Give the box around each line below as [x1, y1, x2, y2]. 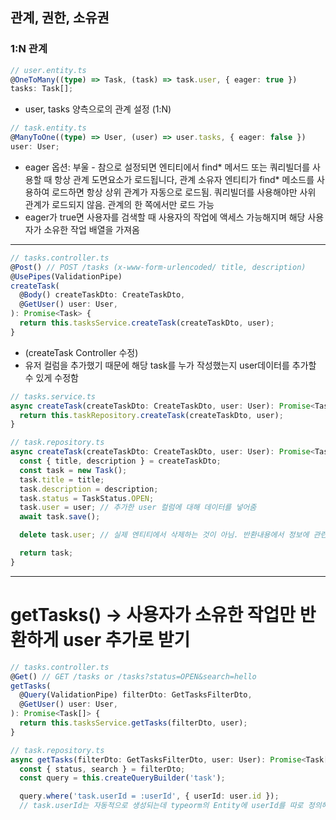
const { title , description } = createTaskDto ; [19, 456, 222, 467]
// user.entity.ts [10, 65, 87, 75]
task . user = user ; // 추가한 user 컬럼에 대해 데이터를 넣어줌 [19, 503, 257, 513]
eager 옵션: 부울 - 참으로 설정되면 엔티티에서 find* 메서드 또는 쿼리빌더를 [24, 161, 311, 173]
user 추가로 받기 [62, 629, 191, 651]
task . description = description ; [19, 484, 159, 494]
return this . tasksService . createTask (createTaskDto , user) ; [19, 318, 275, 328]
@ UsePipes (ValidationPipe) [10, 271, 123, 282]
